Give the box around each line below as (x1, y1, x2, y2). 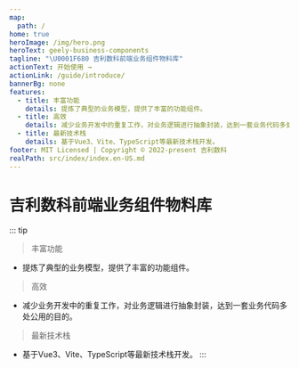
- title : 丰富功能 (17, 95, 80, 105)
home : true (9, 29, 50, 38)
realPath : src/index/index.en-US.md (9, 153, 145, 163)
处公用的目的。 (21, 311, 77, 322)
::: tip (9, 225, 28, 236)
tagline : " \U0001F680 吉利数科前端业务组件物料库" (9, 54, 184, 63)
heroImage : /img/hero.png (9, 37, 105, 47)
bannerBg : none (9, 79, 66, 88)
